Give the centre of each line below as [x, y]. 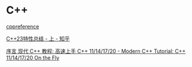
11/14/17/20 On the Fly [33, 58]
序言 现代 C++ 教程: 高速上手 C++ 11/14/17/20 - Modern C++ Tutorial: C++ [96, 51]
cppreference [23, 26]
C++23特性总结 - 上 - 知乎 [38, 38]
